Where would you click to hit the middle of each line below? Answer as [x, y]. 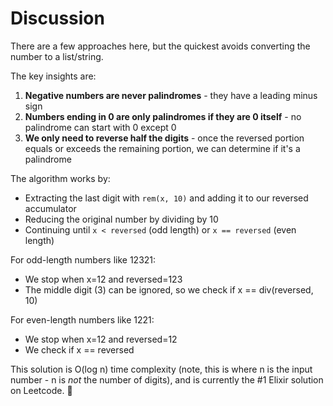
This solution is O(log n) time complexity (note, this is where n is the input [161, 369]
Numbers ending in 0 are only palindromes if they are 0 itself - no [163, 116]
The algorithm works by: [60, 178]
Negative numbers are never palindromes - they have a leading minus [171, 95]
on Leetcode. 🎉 [41, 390]
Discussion [57, 18]
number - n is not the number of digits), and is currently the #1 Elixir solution [167, 379]
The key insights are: [53, 76]
